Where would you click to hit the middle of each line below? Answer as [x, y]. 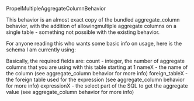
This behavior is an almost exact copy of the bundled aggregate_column [93, 20]
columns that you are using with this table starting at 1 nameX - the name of [97, 67]
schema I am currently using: [41, 50]
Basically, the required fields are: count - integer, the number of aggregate [96, 61]
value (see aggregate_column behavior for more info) [70, 92]
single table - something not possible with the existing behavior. [83, 32]
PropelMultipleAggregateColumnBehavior [56, 8]
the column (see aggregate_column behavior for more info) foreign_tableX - [97, 73]
